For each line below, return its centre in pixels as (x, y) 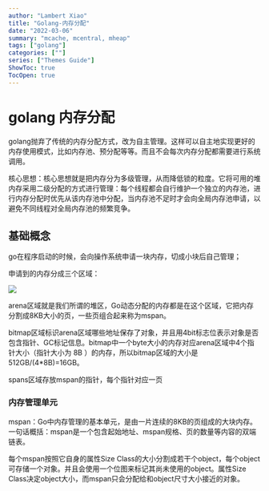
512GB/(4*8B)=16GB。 (46, 363)
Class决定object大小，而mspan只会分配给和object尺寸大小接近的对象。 (126, 478)
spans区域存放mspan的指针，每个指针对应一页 (86, 380)
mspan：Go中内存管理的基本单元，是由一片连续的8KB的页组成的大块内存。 (133, 421)
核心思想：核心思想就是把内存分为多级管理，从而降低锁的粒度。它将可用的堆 (134, 178)
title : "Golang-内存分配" (49, 23)
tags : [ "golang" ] (37, 46)
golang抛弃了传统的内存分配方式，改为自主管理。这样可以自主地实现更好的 (132, 141)
